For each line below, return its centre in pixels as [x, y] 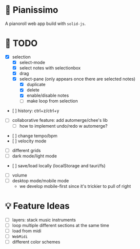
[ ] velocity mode [29, 141]
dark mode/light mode [34, 156]
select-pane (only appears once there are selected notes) [77, 79]
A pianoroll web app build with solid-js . [46, 23]
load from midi [27, 231]
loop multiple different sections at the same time [61, 225]
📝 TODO [21, 43]
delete [33, 90]
